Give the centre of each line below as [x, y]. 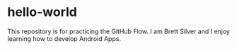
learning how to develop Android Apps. [64, 38]
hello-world [42, 12]
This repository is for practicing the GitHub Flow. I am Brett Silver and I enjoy [118, 31]
